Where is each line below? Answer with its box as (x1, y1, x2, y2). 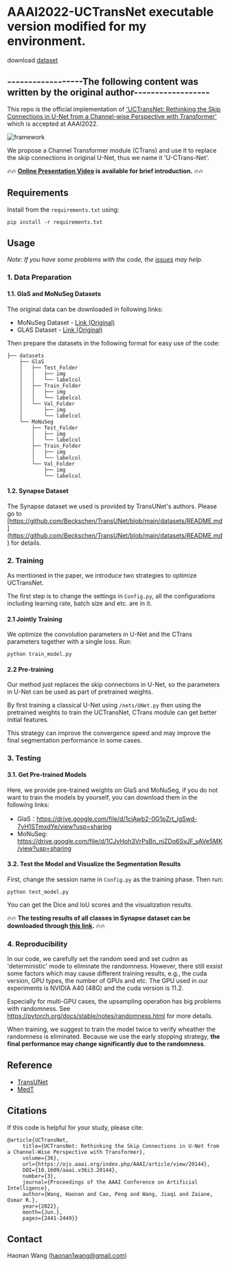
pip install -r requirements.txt (7, 218, 103, 225)
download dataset (7, 56, 58, 64)
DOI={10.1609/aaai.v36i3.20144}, (22, 1166, 118, 1173)
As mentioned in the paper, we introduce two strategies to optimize (7, 572, 197, 579)
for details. (11, 539, 41, 547)
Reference (7, 1059, 53, 1072)
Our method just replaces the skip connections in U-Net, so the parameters (7, 681, 220, 689)
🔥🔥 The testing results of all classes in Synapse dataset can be (7, 914, 191, 922)
